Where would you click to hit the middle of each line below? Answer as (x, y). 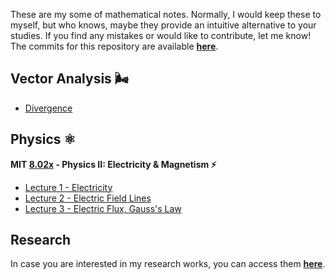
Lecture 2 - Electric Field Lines (88, 198)
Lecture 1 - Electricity (68, 187)
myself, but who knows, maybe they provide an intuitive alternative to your (163, 25)
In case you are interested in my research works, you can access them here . (168, 264)
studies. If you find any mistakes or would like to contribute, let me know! (161, 35)
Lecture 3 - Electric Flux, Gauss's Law (103, 208)
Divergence (48, 108)
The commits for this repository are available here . (114, 46)
